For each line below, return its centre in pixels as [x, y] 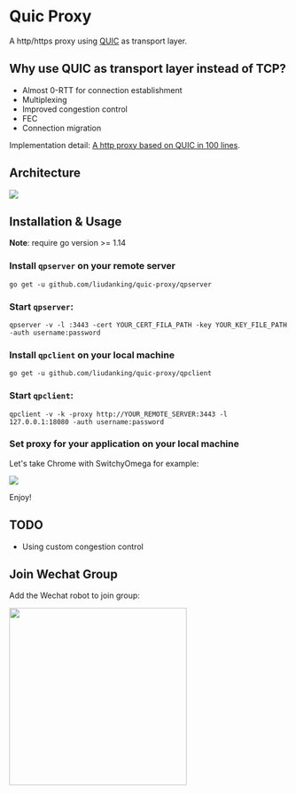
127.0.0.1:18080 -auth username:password [87, 422]
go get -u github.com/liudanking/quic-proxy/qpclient [111, 373]
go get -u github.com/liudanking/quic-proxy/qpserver [111, 284]
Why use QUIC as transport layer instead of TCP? [148, 69]
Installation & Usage [66, 221]
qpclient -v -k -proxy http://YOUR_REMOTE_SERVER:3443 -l [118, 414]
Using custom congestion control [82, 546]
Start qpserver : [41, 306]
